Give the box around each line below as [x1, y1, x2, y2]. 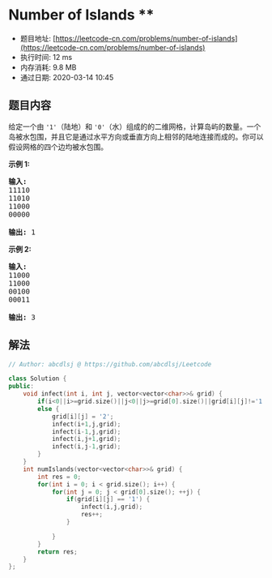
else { [37, 405, 60, 413]
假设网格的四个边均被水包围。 [8, 142, 108, 152]
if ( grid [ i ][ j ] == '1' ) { [66, 495, 151, 503]
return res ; [37, 547, 79, 556]
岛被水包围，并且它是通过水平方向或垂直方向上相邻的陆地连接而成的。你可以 [8, 131, 264, 141]
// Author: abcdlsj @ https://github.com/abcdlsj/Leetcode [8, 360, 212, 368]
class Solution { [8, 375, 67, 383]
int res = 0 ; [37, 473, 82, 481]
